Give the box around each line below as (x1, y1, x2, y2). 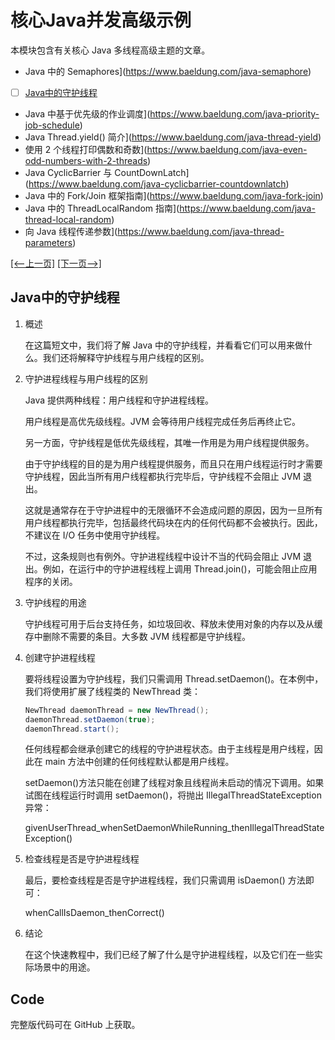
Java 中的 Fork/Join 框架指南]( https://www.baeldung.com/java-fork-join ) (24, 190, 324, 201)
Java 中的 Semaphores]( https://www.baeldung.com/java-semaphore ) (24, 65, 312, 77)
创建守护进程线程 (24, 651, 96, 663)
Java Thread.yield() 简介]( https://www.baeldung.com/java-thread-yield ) (24, 131, 322, 143)
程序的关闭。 (24, 575, 78, 587)
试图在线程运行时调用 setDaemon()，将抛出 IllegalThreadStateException (24, 789, 322, 801)
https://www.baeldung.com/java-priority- (149, 108, 320, 120)
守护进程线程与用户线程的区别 (24, 372, 148, 385)
